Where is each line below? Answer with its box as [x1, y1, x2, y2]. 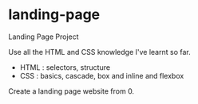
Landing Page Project [8, 32, 79, 41]
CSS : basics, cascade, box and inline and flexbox [19, 71, 184, 80]
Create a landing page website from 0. [8, 86, 134, 96]
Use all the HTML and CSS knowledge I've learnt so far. [8, 47, 191, 56]
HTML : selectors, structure [19, 62, 110, 72]
